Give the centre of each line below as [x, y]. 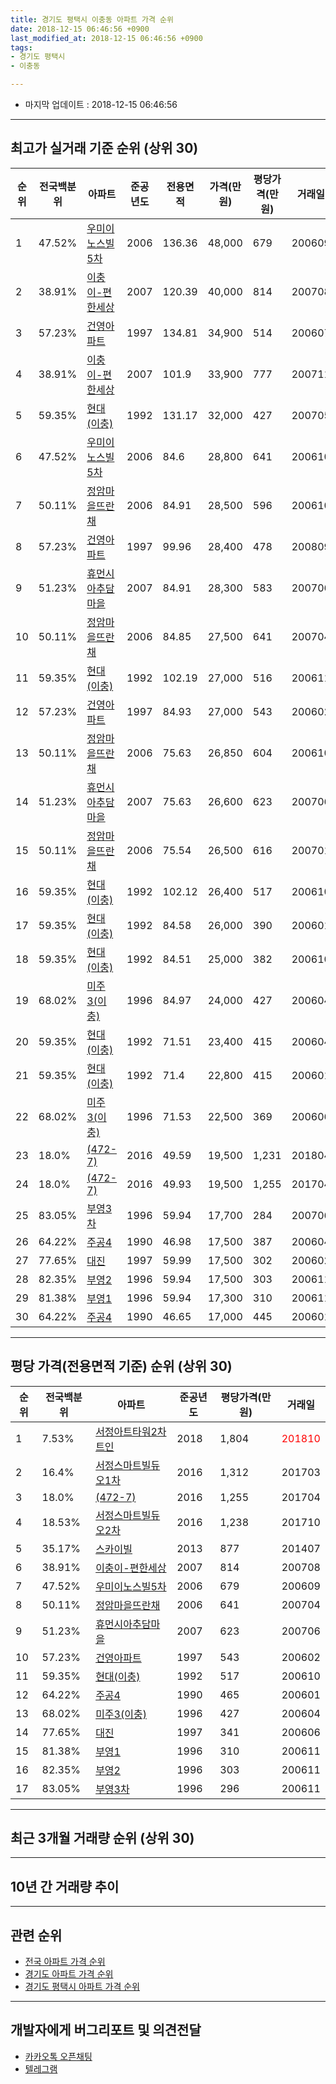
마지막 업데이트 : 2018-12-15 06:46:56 [101, 104]
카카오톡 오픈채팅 [58, 2056]
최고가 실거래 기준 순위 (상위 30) [104, 148]
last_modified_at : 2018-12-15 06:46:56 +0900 [106, 38]
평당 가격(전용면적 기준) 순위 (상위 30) [121, 1366]
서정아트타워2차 [131, 1431]
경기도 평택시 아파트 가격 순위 [82, 1987]
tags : [21, 47]
